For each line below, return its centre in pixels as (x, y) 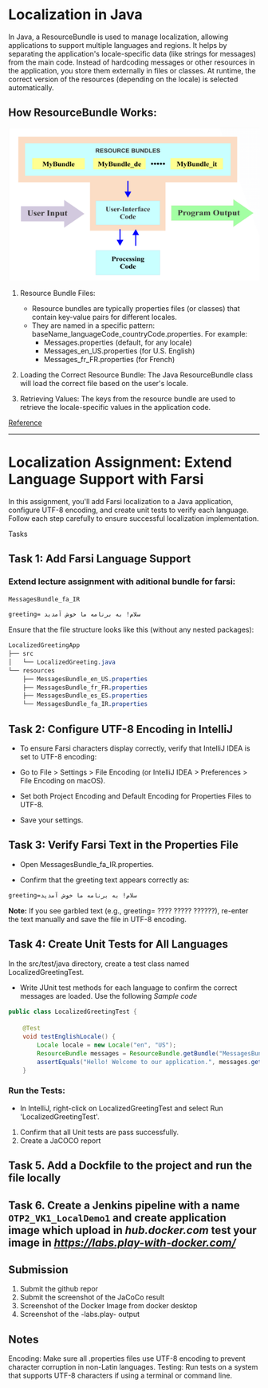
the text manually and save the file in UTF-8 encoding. (98, 919)
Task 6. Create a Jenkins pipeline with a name (124, 1205)
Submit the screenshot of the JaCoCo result (92, 1297)
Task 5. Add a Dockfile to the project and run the (130, 1166)
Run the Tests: (37, 1090)
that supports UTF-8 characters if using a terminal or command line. (120, 1376)
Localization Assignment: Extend (120, 462)
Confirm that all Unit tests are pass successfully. (99, 1132)
